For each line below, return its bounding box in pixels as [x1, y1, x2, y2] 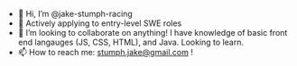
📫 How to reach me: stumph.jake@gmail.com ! [17, 47, 194, 57]
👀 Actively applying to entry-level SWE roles [17, 18, 182, 29]
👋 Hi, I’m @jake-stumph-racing [17, 9, 133, 19]
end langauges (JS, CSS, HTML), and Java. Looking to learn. [17, 37, 244, 47]
